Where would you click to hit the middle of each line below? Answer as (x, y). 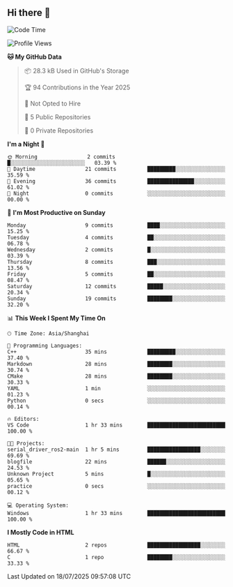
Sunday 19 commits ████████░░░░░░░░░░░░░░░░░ (116, 298)
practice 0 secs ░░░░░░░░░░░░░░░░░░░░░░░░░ (116, 486)
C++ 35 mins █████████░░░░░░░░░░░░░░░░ (116, 352)
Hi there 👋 (29, 13)
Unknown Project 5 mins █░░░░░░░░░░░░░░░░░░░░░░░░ (116, 474)
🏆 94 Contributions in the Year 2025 (77, 87)
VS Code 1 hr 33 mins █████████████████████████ (116, 425)
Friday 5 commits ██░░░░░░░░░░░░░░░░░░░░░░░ (116, 274)
